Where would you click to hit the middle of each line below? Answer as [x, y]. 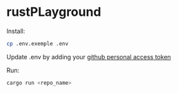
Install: [16, 31]
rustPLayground [54, 12]
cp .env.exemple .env [38, 43]
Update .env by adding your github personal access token [89, 56]
